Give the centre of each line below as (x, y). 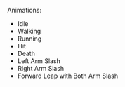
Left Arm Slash (39, 61)
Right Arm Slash (41, 68)
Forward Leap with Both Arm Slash (67, 76)
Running (29, 39)
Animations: (25, 10)
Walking (29, 31)
